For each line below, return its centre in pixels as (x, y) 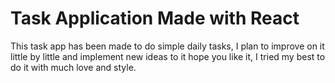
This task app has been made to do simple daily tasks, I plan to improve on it (167, 46)
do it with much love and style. (73, 67)
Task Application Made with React (155, 18)
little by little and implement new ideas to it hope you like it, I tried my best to (168, 56)
